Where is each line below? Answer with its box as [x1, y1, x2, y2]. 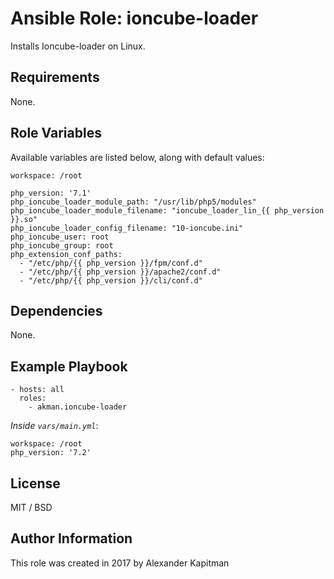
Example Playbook [10, 358, 128, 375]
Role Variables [10, 125, 102, 142]
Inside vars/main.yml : [10, 420, 99, 432]
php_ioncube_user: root [10, 232, 110, 242]
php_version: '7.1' [10, 188, 92, 198]
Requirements [10, 69, 100, 86]
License [10, 475, 61, 492]
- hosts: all [10, 385, 65, 395]
